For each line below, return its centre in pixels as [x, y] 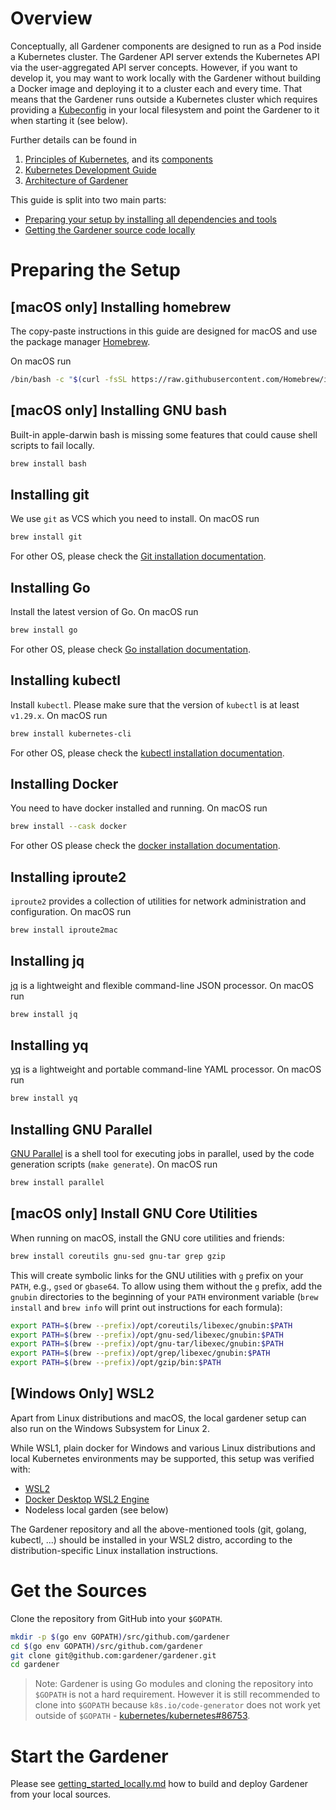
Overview [51, 18]
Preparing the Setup [96, 270]
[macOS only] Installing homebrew [121, 307]
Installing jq [47, 961]
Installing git [50, 494]
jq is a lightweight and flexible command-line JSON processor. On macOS [162, 985]
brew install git [46, 537]
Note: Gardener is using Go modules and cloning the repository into [174, 1684]
